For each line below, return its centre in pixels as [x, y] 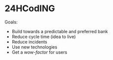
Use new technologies [35, 47]
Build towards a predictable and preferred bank [60, 31]
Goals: [11, 22]
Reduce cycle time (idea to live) [44, 37]
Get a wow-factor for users [39, 52]
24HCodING [30, 9]
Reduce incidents [29, 41]
